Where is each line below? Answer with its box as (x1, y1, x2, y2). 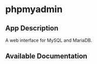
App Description (5, 24, 59, 33)
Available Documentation (5, 52, 88, 60)
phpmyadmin (5, 4, 63, 15)
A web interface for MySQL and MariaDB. (5, 37, 92, 43)
